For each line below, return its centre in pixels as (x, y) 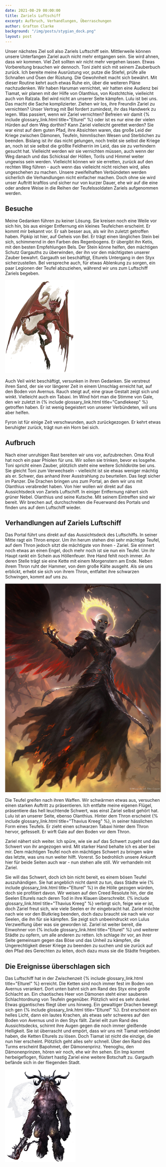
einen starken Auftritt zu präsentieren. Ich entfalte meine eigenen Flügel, (79, 805)
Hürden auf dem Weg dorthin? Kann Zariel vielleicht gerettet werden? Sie (80, 125)
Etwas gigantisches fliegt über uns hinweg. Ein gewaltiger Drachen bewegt (82, 1004)
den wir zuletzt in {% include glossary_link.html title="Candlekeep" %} (77, 402)
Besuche (19, 209)
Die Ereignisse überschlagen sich (58, 966)
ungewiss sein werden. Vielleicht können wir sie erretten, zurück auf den (79, 162)
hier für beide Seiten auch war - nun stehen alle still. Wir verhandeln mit (78, 862)
